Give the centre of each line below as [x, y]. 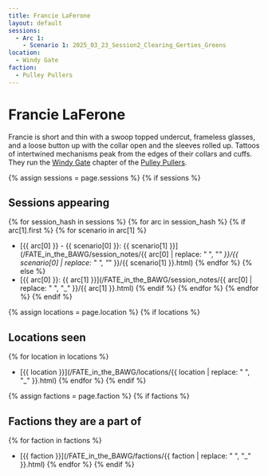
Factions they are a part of [75, 421]
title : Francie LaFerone [49, 16]
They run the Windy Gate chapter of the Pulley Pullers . [98, 162]
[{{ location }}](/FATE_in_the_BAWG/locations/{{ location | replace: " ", [135, 372]
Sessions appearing [59, 202]
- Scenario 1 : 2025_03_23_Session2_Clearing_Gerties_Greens [124, 46]
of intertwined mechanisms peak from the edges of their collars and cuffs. [130, 153]
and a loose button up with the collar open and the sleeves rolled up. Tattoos [134, 145]
